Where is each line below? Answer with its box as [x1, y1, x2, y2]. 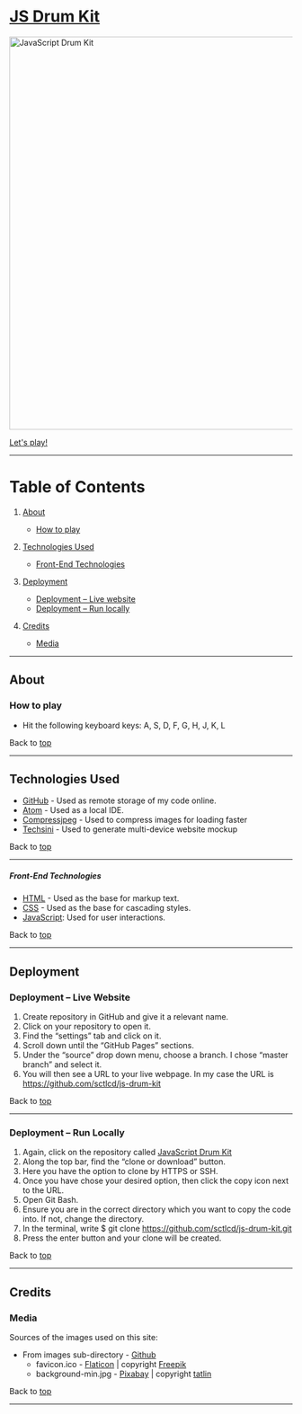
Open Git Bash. [22, 1195, 79, 1206]
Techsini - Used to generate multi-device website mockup [22, 824, 238, 835]
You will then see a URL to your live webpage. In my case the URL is [22, 1069, 274, 1080]
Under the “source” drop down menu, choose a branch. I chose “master [22, 1049, 289, 1061]
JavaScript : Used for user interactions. [22, 912, 166, 923]
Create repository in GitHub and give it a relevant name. [22, 1012, 229, 1022]
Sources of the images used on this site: [9, 1332, 159, 1343]
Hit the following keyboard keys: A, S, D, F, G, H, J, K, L [22, 720, 226, 730]
